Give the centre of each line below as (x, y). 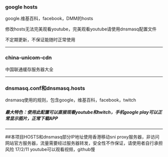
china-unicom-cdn (28, 57)
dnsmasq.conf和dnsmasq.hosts (45, 88)
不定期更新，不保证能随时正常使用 (40, 40)
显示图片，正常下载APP (34, 118)
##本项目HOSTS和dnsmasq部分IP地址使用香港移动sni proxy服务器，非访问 (82, 136)
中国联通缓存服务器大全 (29, 69)
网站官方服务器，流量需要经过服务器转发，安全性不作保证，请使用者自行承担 (84, 143)
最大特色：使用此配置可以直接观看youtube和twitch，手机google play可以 (81, 112)
